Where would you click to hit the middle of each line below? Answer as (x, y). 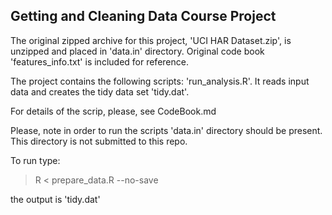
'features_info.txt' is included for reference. (99, 61)
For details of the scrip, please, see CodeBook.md (113, 111)
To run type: (35, 160)
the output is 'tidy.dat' (55, 199)
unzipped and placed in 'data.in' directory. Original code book (137, 51)
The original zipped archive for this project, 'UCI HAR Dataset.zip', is (151, 40)
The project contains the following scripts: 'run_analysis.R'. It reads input (160, 81)
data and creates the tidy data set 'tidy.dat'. (100, 91)
